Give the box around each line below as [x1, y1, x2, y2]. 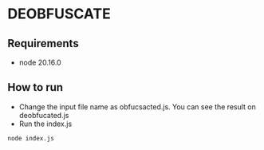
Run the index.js [18, 119, 73, 128]
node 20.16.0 [18, 57, 61, 67]
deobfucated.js [18, 110, 69, 120]
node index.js [7, 134, 55, 142]
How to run [7, 81, 64, 94]
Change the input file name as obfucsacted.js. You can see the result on [18, 101, 256, 112]
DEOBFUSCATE [7, 5, 111, 23]
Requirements [7, 37, 79, 50]
